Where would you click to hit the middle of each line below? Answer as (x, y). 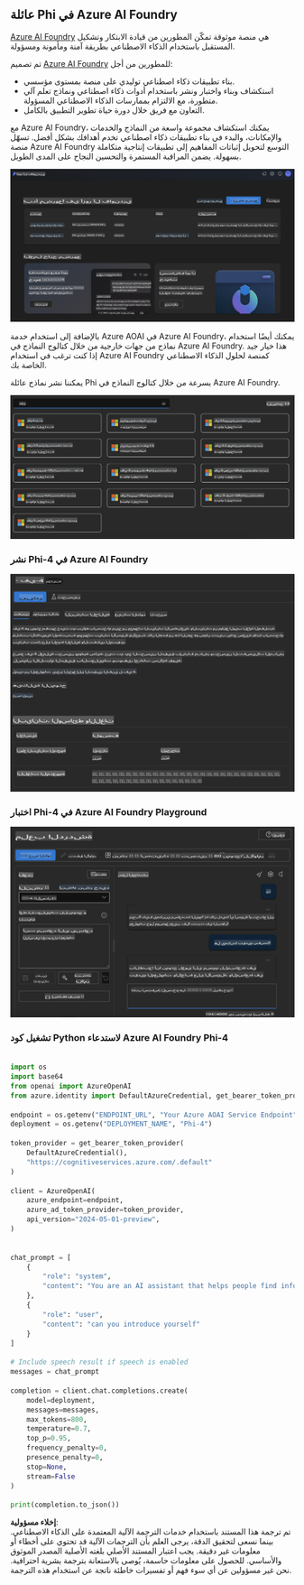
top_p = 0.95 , (49, 1439)
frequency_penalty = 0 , (67, 1448)
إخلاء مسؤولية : (34, 1522)
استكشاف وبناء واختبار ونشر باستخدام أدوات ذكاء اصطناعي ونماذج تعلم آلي (148, 90)
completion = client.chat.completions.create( (99, 1390)
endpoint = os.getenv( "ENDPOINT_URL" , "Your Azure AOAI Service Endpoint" (154, 1115)
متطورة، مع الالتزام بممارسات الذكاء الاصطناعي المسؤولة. (120, 100)
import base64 (37, 1077)
